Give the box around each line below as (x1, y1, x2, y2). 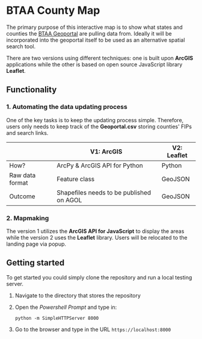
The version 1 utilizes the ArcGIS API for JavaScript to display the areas (6, 227, 185, 235)
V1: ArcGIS (90, 147, 123, 155)
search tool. (6, 43, 36, 50)
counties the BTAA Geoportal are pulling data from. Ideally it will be (6, 30, 173, 37)
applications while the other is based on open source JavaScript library (6, 61, 183, 68)
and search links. (6, 129, 49, 136)
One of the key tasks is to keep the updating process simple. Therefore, (6, 116, 184, 123)
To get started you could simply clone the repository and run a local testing (6, 273, 192, 281)
